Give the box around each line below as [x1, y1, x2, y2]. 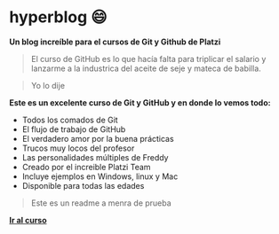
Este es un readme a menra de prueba [30, 198, 171, 208]
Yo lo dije [30, 80, 65, 90]
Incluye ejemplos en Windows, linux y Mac [21, 171, 179, 182]
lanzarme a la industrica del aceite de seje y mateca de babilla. [30, 63, 262, 74]
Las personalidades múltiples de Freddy [21, 152, 169, 162]
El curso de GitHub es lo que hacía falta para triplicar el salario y [30, 53, 267, 64]
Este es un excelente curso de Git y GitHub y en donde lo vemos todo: [9, 97, 271, 108]
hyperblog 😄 [9, 7, 108, 27]
